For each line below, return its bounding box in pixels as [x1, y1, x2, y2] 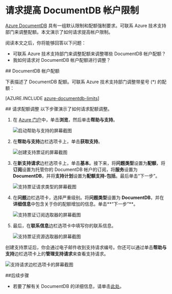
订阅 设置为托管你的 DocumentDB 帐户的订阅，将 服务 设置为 [12, 166, 138, 173]
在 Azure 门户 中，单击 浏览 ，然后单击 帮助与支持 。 [12, 116, 118, 122]
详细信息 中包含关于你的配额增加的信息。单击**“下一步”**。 [12, 201, 138, 207]
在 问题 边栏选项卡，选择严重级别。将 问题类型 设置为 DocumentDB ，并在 [12, 194, 164, 201]
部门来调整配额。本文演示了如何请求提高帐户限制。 [5, 29, 113, 35]
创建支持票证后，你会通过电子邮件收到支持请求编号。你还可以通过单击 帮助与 [5, 244, 167, 250]
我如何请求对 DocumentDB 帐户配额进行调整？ [12, 57, 111, 63]
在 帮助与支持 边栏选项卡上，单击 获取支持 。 [12, 138, 103, 144]
